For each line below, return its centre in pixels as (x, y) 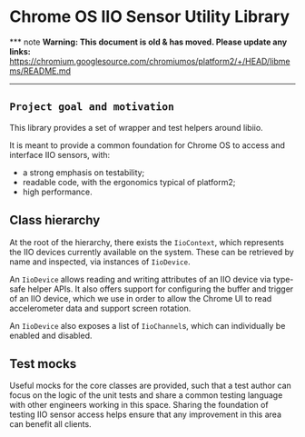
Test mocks (43, 364)
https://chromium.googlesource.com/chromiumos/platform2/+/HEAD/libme (150, 61)
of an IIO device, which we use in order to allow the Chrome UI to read (141, 298)
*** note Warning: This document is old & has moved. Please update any (148, 42)
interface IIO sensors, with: (60, 154)
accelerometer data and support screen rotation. (100, 308)
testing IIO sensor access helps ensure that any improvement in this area (146, 414)
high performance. (57, 192)
